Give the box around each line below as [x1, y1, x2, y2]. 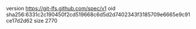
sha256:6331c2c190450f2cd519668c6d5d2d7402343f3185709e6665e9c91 [6, 11, 190, 18]
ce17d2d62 [6, 17, 33, 24]
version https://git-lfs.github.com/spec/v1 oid [6, 5, 116, 12]
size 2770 [34, 17, 58, 24]
